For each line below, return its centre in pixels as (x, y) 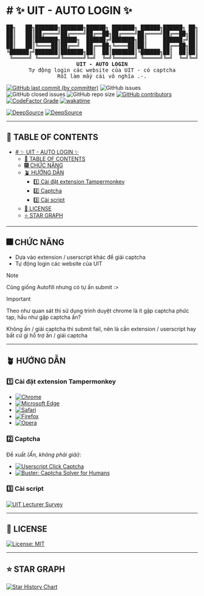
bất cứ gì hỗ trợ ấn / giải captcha (47, 335)
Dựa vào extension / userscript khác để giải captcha (80, 257)
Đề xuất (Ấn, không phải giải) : (44, 454)
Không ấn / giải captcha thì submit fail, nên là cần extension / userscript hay (101, 329)
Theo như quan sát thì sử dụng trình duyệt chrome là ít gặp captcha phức (98, 310)
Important (19, 299)
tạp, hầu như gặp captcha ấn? (43, 317)
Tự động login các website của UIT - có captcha (102, 70)
